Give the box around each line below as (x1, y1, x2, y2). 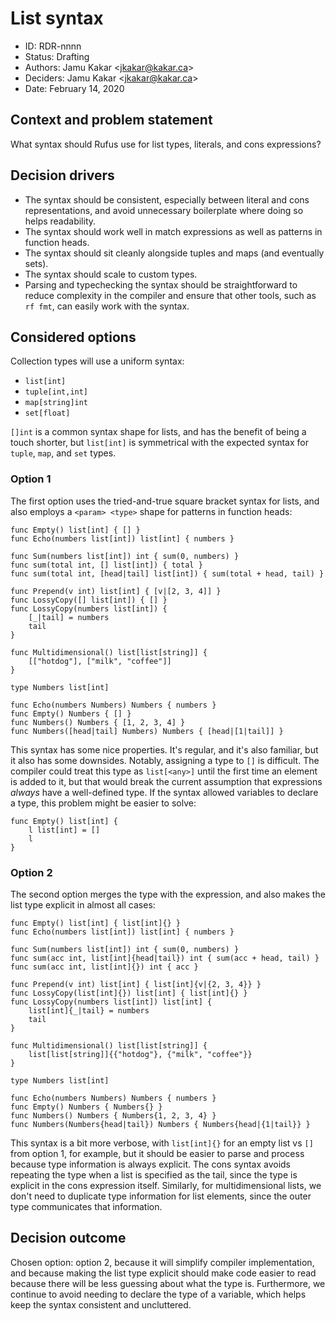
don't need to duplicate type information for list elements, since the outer (10, 1190, 312, 1202)
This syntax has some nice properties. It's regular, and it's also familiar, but (10, 743, 319, 756)
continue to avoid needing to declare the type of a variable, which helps (10, 1288, 307, 1300)
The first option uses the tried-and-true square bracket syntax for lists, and (10, 495, 320, 507)
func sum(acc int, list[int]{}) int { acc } (10, 962, 199, 972)
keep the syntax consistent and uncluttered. (10, 1298, 192, 1311)
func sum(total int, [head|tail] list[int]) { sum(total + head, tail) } (10, 568, 325, 579)
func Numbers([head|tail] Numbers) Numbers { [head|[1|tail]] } (10, 726, 284, 736)
